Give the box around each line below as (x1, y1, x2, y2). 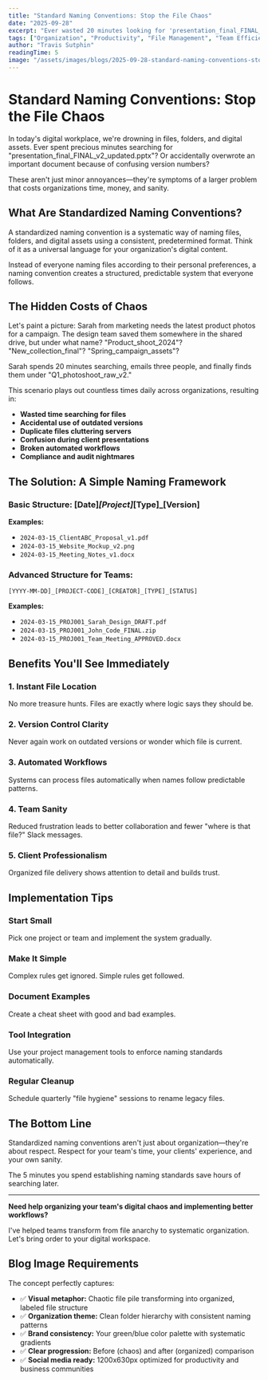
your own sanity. (8, 1154, 63, 1164)
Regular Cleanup (8, 1075, 74, 1087)
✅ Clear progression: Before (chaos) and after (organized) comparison (19, 1346, 254, 1355)
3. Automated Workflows (8, 757, 108, 768)
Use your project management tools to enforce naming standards (8, 1047, 223, 1056)
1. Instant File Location (8, 681, 97, 692)
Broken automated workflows (19, 443, 120, 453)
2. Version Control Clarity (8, 719, 109, 730)
